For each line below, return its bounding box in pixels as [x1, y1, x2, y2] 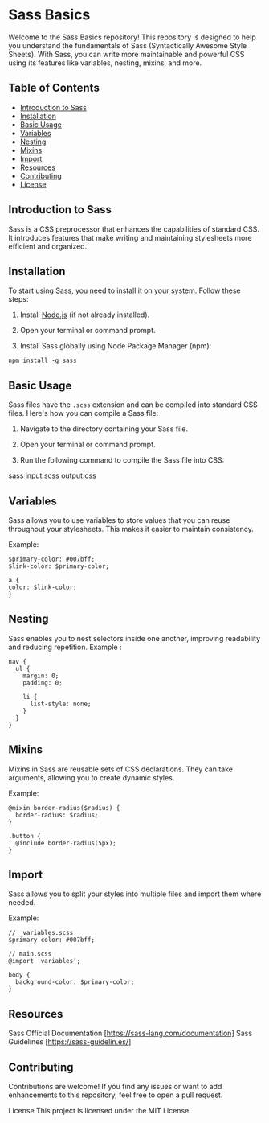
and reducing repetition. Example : [8, 642, 122, 652]
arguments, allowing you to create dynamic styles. [8, 772, 175, 782]
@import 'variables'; [8, 957, 81, 965]
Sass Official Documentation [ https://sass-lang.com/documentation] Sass [8, 1028, 253, 1039]
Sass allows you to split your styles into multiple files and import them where [8, 889, 262, 899]
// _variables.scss [8, 929, 74, 937]
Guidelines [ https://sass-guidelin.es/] [8, 1037, 132, 1047]
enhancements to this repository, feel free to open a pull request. [8, 1090, 223, 1100]
